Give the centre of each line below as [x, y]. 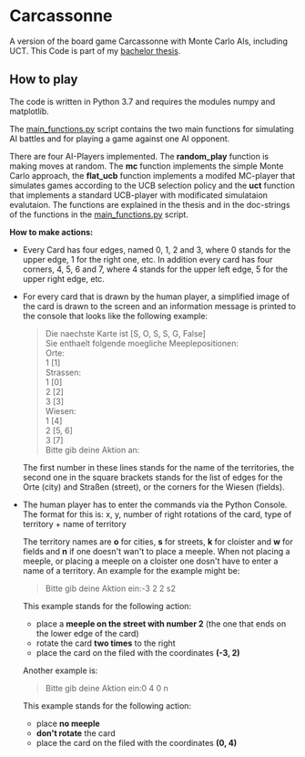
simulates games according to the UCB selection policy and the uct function [152, 185]
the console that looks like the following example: [115, 316]
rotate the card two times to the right [106, 643]
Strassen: [63, 372]
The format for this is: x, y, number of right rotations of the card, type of [157, 514]
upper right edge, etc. [63, 278]
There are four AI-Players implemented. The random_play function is [139, 156]
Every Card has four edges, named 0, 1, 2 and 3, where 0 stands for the [157, 249]
